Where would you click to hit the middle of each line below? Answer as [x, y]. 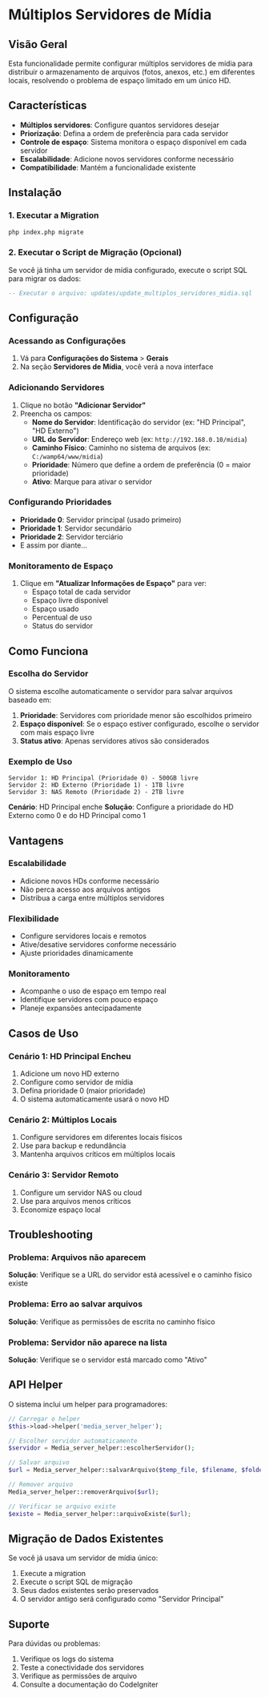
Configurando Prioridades [60, 502]
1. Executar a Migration [54, 215]
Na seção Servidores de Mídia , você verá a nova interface [116, 367]
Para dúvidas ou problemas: [55, 1643]
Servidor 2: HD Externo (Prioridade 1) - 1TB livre [96, 785]
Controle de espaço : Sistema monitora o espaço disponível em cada [133, 142]
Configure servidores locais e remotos [83, 936]
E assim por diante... [54, 545]
